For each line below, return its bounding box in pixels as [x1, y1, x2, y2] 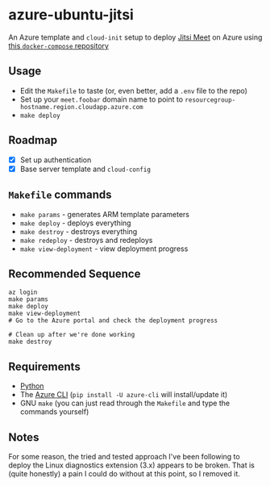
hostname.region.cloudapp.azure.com [19, 103, 143, 111]
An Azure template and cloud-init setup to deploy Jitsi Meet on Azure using [8, 32, 263, 42]
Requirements [8, 359, 81, 373]
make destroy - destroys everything [19, 226, 138, 236]
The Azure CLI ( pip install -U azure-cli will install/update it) [19, 390, 228, 400]
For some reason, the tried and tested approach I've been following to [8, 451, 240, 461]
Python [19, 381, 44, 391]
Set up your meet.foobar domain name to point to [19, 94, 184, 104]
